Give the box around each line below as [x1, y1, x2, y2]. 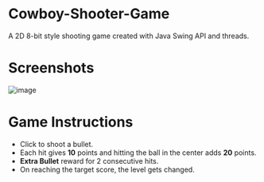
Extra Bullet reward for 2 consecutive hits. [19, 156, 159, 165]
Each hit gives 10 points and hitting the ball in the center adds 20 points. [19, 148, 257, 157]
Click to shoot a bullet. [19, 139, 94, 149]
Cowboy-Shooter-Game [8, 5, 170, 23]
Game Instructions [8, 113, 134, 131]
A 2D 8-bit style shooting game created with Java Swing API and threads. [8, 31, 250, 41]
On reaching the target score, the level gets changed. [19, 165, 195, 174]
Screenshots [8, 59, 95, 77]
